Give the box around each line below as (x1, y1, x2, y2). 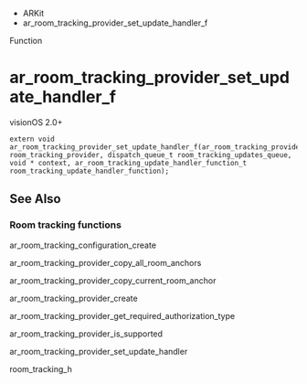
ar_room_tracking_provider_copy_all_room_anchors (9, 257, 202, 268)
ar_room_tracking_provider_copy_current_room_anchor (9, 274, 217, 286)
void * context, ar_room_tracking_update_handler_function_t (9, 158, 248, 167)
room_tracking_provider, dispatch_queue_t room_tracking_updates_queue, (9, 150, 292, 159)
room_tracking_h (9, 363, 73, 374)
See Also (9, 191, 61, 207)
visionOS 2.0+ (9, 116, 63, 127)
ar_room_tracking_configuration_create (9, 240, 157, 251)
